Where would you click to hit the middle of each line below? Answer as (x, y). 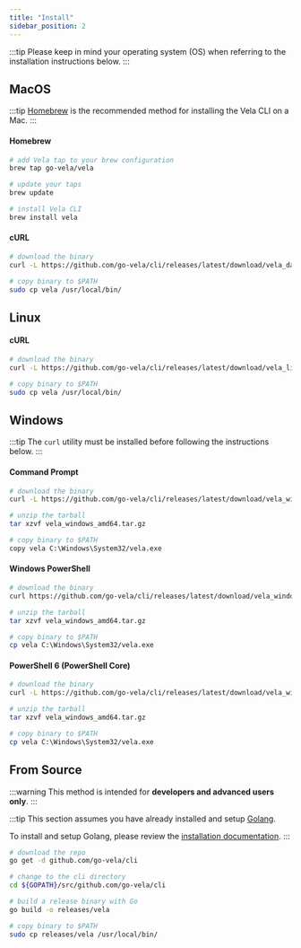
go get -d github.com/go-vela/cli (74, 861)
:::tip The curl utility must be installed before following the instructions (139, 442)
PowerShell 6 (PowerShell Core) (70, 665)
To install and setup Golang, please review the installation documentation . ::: (150, 836)
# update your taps (46, 185)
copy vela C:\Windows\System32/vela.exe (86, 549)
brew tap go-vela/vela (52, 168)
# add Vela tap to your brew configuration (92, 160)
